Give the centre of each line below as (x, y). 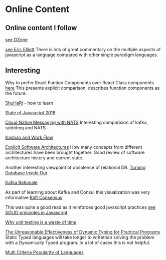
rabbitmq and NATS (26, 127)
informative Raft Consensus (34, 197)
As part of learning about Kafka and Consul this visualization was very (78, 192)
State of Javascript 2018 (30, 112)
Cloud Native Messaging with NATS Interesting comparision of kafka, (76, 122)
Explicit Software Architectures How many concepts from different (74, 147)
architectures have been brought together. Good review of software (75, 152)
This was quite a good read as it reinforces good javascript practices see (80, 207)
